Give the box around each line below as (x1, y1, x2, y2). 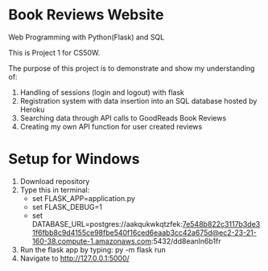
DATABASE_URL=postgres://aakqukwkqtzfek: (31, 219, 183, 228)
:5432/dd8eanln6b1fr (150, 236, 221, 246)
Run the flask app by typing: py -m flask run (19, 244, 167, 254)
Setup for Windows (8, 150, 140, 168)
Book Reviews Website (8, 6, 164, 24)
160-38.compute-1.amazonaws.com (31, 236, 151, 246)
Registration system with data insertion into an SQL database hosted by (19, 96, 258, 105)
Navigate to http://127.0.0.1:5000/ (19, 253, 130, 263)
